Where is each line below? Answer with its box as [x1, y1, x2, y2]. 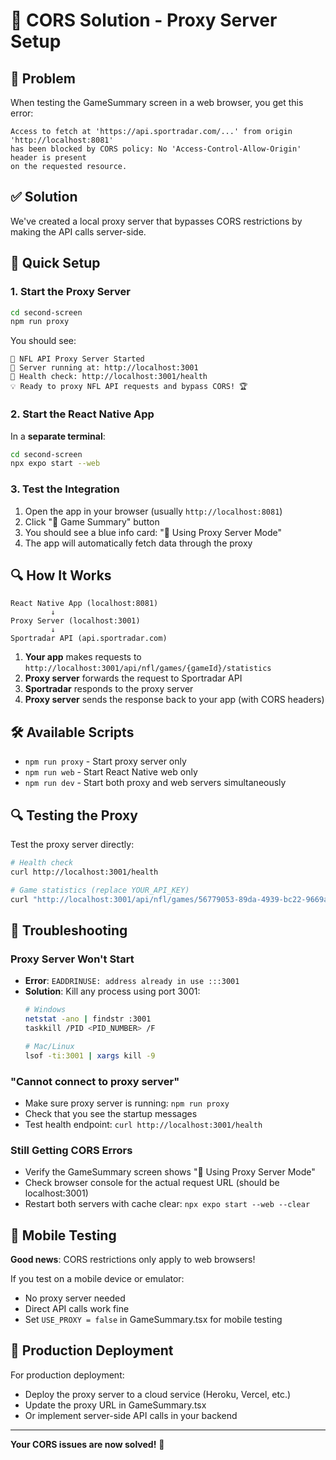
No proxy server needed [24, 1292, 126, 1304]
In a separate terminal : [10, 430, 106, 442]
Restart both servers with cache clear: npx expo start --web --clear [24, 1198, 311, 1210]
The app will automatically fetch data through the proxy [24, 537, 253, 549]
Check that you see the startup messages [24, 1107, 198, 1119]
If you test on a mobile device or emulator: [10, 1273, 185, 1284]
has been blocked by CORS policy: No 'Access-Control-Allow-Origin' [10, 144, 302, 154]
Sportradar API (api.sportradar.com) [10, 634, 168, 644]
